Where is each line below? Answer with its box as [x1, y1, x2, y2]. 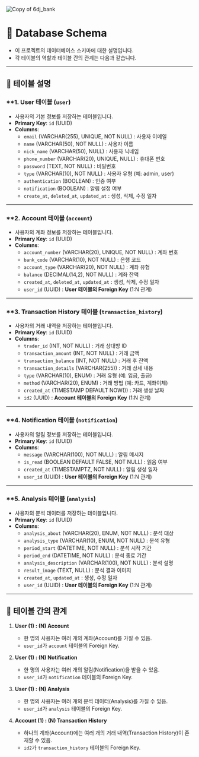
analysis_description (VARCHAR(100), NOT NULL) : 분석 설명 [23, 559, 174, 566]
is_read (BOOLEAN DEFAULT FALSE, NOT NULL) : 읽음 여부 [23, 458, 168, 465]
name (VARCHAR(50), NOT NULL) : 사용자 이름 [23, 140, 134, 147]
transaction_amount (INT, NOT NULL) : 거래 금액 [23, 350, 140, 357]
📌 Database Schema [6, 27, 108, 40]
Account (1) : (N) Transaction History [14, 717, 107, 724]
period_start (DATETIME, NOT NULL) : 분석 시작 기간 [23, 544, 152, 552]
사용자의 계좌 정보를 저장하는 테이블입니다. [14, 229, 114, 236]
